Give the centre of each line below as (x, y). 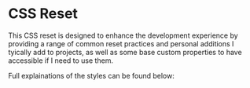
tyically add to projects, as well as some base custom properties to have (125, 52)
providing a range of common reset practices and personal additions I (121, 43)
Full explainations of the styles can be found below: (91, 75)
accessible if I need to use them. (61, 60)
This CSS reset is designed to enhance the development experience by (123, 35)
